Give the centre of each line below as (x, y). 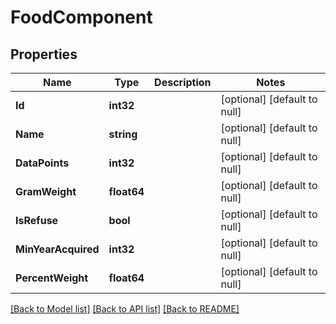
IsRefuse (37, 220)
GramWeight (46, 191)
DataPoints (42, 163)
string (123, 134)
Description (183, 82)
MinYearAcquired (57, 249)
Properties (44, 54)
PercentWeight (52, 278)
